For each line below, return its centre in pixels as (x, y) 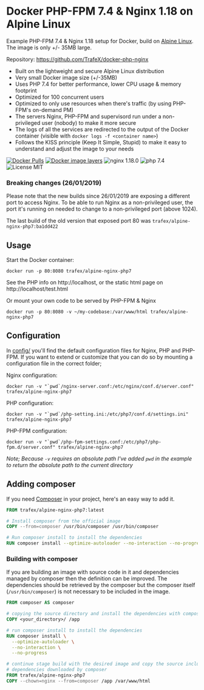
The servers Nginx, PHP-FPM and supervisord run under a (88, 116)
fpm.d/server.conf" (31, 447)
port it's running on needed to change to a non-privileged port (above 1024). (102, 209)
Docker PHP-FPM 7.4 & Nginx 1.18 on (100, 11)
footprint (26, 90)
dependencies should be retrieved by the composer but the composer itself (101, 585)
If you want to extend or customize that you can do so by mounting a (107, 357)
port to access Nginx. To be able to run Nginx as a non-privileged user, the (100, 203)
